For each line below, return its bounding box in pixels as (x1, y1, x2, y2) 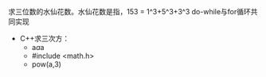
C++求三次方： (19, 34, 70, 43)
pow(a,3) (31, 60, 62, 69)
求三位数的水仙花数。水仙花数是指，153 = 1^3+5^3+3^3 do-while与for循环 (8, 7, 251, 16)
